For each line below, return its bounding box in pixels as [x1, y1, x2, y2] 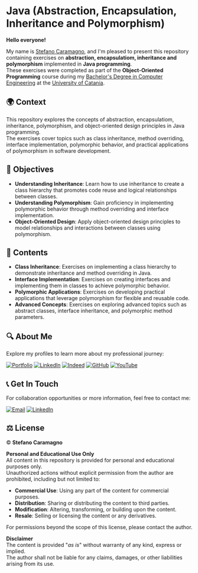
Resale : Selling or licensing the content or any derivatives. [14, 512, 157, 519]
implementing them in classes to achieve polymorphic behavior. [14, 282, 170, 289]
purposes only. [6, 463, 43, 470]
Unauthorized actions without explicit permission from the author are [6, 469, 174, 476]
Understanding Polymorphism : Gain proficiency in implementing [14, 199, 174, 206]
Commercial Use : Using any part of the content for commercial [14, 487, 169, 494]
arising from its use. [6, 560, 55, 567]
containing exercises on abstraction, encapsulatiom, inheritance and [6, 54, 177, 61]
